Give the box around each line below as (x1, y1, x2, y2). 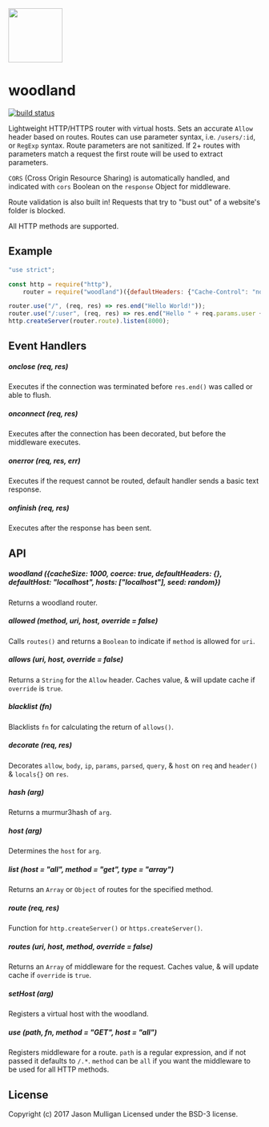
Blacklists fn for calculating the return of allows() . (8, 722, 174, 732)
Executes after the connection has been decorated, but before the (8, 429, 227, 439)
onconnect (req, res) (8, 408, 78, 418)
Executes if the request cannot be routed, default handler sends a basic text (8, 476, 259, 486)
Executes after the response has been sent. (8, 523, 152, 533)
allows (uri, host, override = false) (8, 655, 124, 664)
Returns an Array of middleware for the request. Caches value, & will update (8, 962, 259, 971)
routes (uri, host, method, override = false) (8, 942, 154, 951)
